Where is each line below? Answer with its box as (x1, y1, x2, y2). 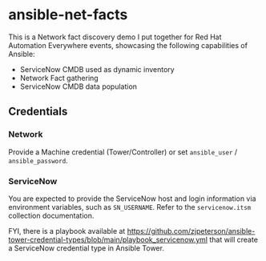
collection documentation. (8, 211, 95, 220)
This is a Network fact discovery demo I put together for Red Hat (8, 32, 222, 42)
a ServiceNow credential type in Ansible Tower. (8, 243, 164, 253)
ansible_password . (8, 155, 68, 165)
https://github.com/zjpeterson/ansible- (127, 226, 256, 235)
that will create (209, 235, 259, 244)
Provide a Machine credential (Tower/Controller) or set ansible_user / (8, 147, 238, 157)
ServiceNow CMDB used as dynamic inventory (19, 64, 175, 74)
